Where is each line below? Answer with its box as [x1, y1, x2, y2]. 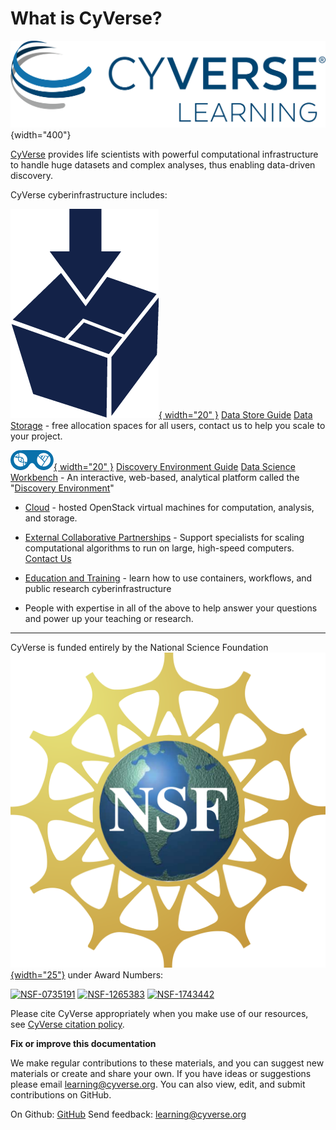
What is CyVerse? [10, 7, 163, 30]
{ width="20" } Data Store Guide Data [158, 409, 313, 421]
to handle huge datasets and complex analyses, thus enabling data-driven [10, 159, 316, 171]
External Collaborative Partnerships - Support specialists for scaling [24, 532, 305, 544]
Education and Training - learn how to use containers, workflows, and [24, 572, 313, 584]
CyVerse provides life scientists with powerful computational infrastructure [10, 148, 319, 161]
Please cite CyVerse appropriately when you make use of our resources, [10, 1008, 309, 1020]
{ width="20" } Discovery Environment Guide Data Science [53, 461, 296, 473]
